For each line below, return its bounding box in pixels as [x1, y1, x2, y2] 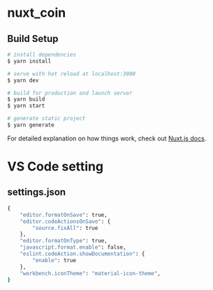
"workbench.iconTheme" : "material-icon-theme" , [20, 270, 161, 277]
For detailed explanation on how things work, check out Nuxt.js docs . [7, 134, 207, 143]
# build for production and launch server [7, 89, 133, 96]
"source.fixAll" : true [32, 224, 98, 231]
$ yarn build [7, 96, 45, 103]
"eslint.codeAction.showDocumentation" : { [20, 250, 145, 257]
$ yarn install [7, 57, 52, 64]
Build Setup [7, 33, 59, 45]
